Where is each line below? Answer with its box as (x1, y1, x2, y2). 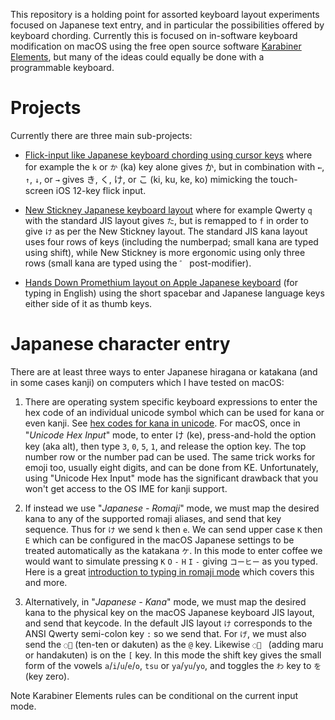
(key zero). (24, 670, 70, 682)
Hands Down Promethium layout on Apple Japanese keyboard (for (24, 276, 299, 288)
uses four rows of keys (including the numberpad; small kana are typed (24, 235, 319, 248)
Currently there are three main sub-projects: (10, 129, 193, 141)
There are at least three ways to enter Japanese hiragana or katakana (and (10, 365, 318, 378)
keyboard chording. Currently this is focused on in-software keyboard (10, 30, 298, 41)
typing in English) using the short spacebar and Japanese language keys (24, 287, 325, 299)
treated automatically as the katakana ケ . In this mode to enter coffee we (24, 544, 323, 556)
